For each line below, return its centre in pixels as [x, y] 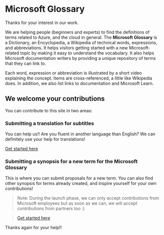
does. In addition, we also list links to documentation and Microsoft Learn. [80, 83]
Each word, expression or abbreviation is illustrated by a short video [73, 73]
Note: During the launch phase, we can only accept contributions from [88, 198]
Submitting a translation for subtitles [50, 123]
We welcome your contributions [55, 99]
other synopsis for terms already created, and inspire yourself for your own [81, 183]
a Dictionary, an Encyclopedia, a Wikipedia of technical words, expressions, [81, 42]
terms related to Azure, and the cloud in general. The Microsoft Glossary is [81, 37]
